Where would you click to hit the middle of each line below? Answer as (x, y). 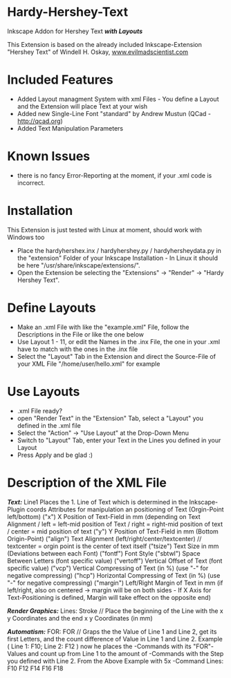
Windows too (26, 237)
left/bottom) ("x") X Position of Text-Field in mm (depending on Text (104, 516)
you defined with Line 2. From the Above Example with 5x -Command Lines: (115, 661)
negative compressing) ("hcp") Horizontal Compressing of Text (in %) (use (114, 575)
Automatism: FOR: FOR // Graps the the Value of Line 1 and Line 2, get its (112, 631)
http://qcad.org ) (40, 121)
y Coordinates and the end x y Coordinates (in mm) (80, 618)
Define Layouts (52, 308)
